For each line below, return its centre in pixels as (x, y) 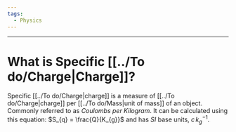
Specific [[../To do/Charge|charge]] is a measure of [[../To (91, 96)
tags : (15, 14)
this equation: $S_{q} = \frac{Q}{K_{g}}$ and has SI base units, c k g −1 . (109, 119)
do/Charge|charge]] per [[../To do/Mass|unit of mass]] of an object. (105, 103)
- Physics (28, 20)
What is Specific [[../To (76, 61)
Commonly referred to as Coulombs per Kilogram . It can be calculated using (118, 111)
